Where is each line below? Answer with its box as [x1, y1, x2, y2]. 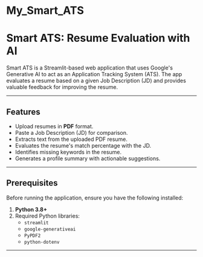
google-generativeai [24, 226, 76, 232]
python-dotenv [24, 239, 60, 245]
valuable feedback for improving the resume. [6, 83, 118, 91]
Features [6, 106, 40, 117]
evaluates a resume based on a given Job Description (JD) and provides [6, 77, 186, 85]
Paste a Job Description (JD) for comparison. [14, 129, 128, 136]
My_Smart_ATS [6, 4, 85, 18]
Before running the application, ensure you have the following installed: [6, 194, 184, 201]
